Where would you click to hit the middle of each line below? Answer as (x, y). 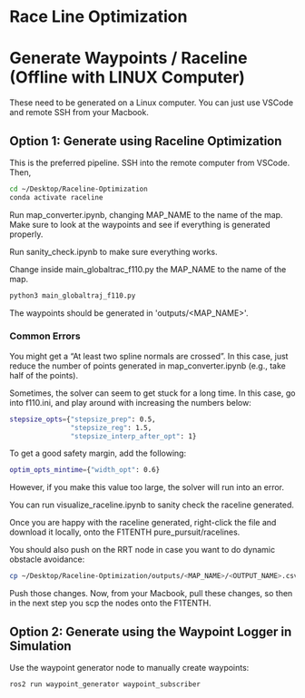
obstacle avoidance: (47, 559)
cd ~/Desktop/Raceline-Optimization (79, 189)
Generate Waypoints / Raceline (128, 59)
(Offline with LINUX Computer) (127, 78)
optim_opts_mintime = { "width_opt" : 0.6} (85, 470)
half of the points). (44, 375)
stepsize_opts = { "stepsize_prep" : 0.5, (83, 419)
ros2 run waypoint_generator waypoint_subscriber (105, 684)
